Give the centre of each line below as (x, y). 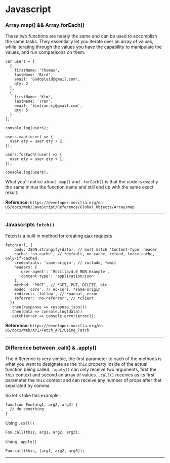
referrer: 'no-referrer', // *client (54, 298)
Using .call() (20, 423)
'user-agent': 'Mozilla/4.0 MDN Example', (64, 272)
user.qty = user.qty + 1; (37, 159)
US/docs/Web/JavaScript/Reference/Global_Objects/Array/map (70, 207)
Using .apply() (21, 442)
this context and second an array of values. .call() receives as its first (80, 375)
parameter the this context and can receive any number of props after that (83, 380)
